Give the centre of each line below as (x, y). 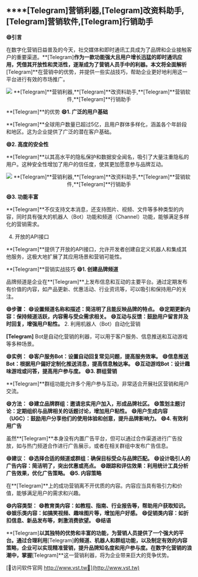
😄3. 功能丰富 (22, 196)
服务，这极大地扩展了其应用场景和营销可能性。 (68, 257)
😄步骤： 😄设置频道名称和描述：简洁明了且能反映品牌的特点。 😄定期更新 (96, 309)
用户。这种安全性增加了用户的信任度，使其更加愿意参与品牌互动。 (86, 164)
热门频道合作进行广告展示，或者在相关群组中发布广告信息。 (99, 446)
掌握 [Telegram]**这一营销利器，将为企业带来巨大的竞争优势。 (97, 555)
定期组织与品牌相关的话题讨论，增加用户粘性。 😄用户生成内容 (92, 411)
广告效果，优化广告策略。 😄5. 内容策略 (54, 473)
